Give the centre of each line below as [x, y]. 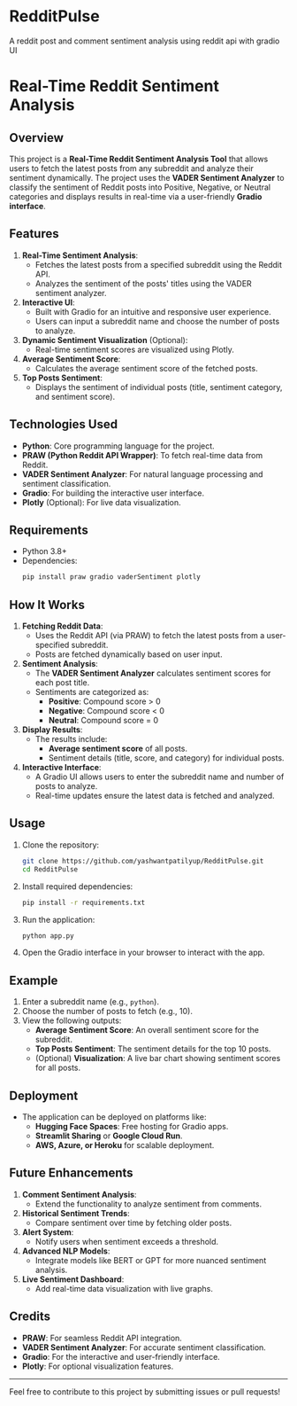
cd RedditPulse [50, 869]
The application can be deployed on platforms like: [114, 1117]
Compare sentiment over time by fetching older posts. [133, 1222]
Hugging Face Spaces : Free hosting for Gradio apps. [132, 1126]
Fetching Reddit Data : [62, 626]
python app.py [48, 936]
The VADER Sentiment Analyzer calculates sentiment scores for [153, 673]
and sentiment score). [75, 396]
